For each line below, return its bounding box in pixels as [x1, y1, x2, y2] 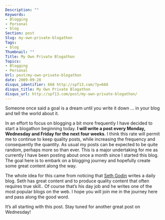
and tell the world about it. [5, 111, 59, 117]
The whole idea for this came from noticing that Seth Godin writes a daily [5, 173, 156, 179]
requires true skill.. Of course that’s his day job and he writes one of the [5, 183, 152, 189]
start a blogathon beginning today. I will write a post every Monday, [5, 126, 146, 132]
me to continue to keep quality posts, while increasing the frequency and [5, 136, 155, 142]
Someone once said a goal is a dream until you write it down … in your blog [5, 105, 160, 111]
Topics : [5, 59, 21, 64]
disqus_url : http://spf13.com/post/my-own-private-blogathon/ [5, 91, 137, 96]
